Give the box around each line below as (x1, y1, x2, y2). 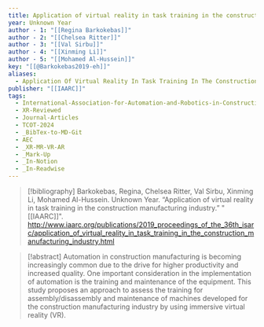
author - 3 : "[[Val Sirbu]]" (8, 41, 104, 49)
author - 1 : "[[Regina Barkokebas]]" (8, 26, 132, 34)
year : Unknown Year (8, 19, 72, 27)
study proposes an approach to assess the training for (27, 285, 203, 295)
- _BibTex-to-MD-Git (15, 128, 82, 136)
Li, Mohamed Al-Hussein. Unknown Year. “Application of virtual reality (27, 195, 254, 204)
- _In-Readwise (15, 165, 65, 173)
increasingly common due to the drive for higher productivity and (27, 260, 239, 270)
